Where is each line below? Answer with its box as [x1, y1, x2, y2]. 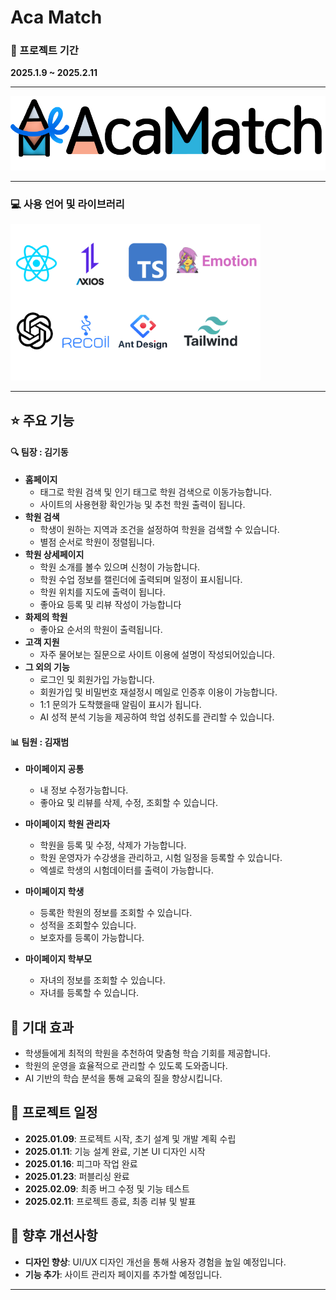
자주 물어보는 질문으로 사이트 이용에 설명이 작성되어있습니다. [39, 648, 276, 660]
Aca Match [10, 6, 103, 29]
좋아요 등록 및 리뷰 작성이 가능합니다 [39, 598, 182, 610]
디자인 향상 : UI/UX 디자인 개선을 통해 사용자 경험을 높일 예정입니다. [24, 1256, 287, 1268]
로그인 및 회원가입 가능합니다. [39, 673, 155, 685]
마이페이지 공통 [24, 763, 85, 775]
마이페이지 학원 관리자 [24, 818, 111, 830]
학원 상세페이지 [24, 548, 85, 560]
